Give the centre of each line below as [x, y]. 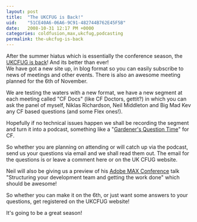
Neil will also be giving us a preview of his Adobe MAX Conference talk [93, 171]
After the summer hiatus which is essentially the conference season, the [94, 56]
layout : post [22, 12]
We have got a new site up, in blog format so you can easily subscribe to [95, 68]
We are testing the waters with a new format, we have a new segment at [94, 93]
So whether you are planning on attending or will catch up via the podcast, [97, 147]
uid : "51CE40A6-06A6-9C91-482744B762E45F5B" [66, 22]
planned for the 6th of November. [47, 81]
